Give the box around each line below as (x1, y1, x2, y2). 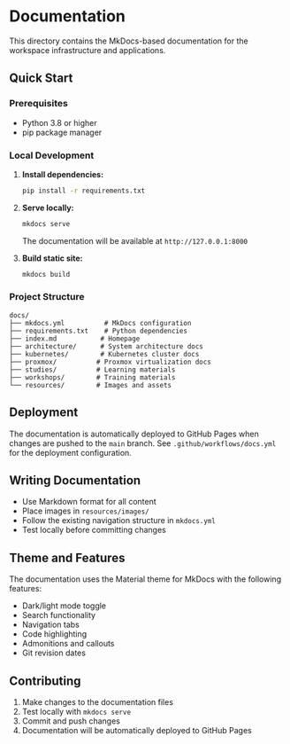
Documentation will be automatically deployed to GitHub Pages (21, 725, 252, 736)
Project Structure (9, 291, 85, 303)
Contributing (9, 673, 81, 688)
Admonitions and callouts (21, 638, 115, 649)
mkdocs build (21, 270, 71, 278)
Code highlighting (21, 629, 88, 639)
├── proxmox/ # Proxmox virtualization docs (9, 357, 212, 366)
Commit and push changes (21, 716, 121, 726)
